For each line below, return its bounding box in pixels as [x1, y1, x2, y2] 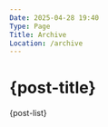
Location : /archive [9, 38, 83, 48]
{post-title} [9, 78, 97, 98]
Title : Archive [9, 30, 67, 39]
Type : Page [9, 22, 51, 31]
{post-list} [9, 108, 47, 119]
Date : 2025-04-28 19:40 [9, 13, 100, 23]
